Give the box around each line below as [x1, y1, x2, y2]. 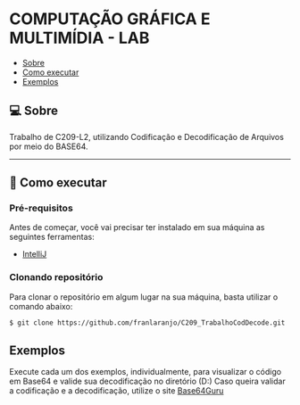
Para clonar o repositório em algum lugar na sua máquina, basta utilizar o [9, 291, 279, 302]
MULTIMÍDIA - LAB [9, 28, 150, 48]
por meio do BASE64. [9, 141, 88, 152]
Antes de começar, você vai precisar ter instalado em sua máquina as [9, 222, 265, 233]
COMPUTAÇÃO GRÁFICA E [9, 9, 211, 29]
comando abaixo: [9, 301, 73, 311]
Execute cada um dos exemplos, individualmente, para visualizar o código [9, 367, 282, 377]
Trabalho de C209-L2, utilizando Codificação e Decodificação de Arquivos [9, 131, 284, 142]
